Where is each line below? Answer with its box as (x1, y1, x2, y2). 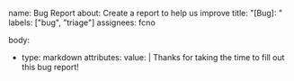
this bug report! (21, 62, 80, 72)
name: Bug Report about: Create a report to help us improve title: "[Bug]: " (8, 8, 283, 18)
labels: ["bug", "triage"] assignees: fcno (8, 17, 156, 28)
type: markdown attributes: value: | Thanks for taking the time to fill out (21, 52, 285, 62)
